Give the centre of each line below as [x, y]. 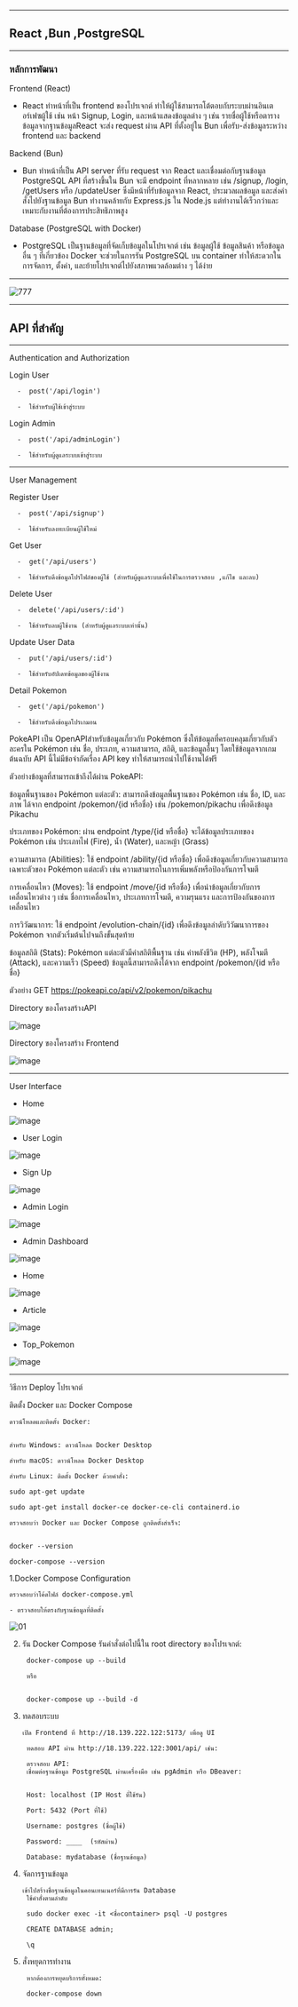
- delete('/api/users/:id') [71, 609]
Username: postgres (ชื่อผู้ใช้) [76, 1826]
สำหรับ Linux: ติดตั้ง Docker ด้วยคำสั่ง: [69, 1476]
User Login [42, 1137]
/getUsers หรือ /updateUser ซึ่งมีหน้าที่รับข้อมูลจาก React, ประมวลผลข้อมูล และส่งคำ [155, 191]
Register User [34, 497]
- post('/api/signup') [61, 513]
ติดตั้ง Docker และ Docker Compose [71, 1405]
